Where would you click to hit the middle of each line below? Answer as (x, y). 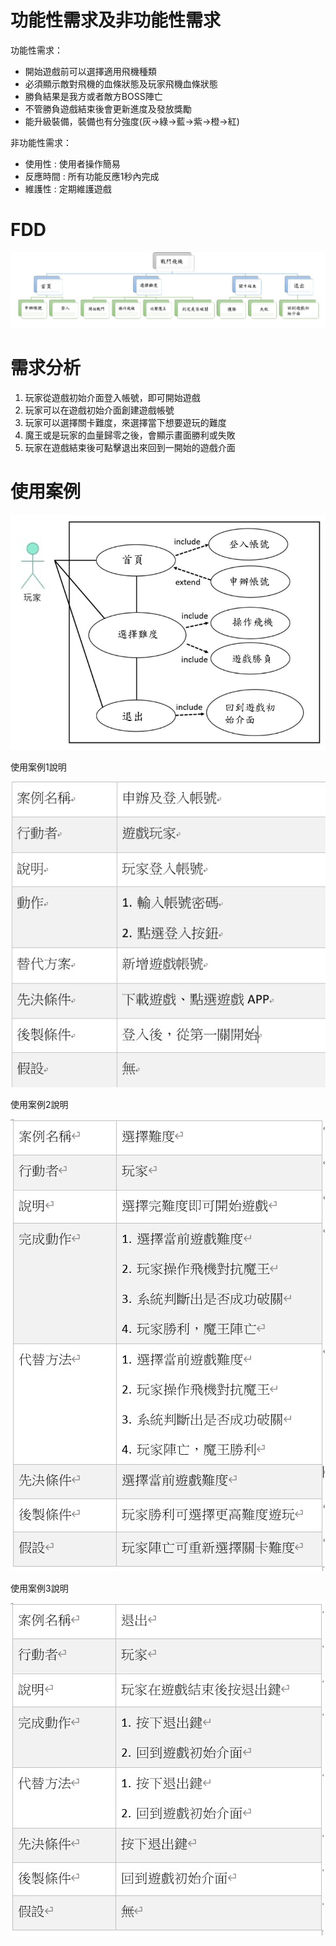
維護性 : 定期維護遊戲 (68, 188)
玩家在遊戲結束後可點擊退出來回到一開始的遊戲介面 (130, 447)
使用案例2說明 (39, 1105)
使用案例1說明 (38, 767)
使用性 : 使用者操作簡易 (72, 163)
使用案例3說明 (39, 1588)
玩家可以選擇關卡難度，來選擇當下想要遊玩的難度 (125, 422)
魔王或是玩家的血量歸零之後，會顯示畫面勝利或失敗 (130, 435)
